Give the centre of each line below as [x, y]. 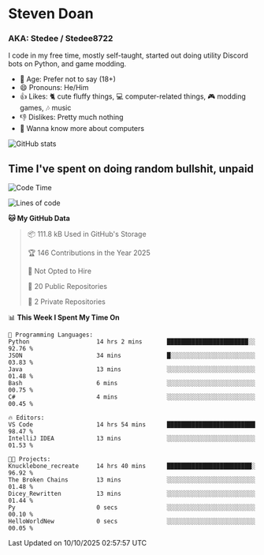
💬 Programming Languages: [50, 335]
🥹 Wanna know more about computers [82, 129]
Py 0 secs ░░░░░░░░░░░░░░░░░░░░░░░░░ [132, 508]
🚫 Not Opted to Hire [59, 271]
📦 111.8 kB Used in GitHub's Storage [87, 234]
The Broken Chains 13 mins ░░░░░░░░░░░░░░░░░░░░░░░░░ [132, 480]
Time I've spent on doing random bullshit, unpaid [131, 169]
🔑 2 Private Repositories [67, 302]
